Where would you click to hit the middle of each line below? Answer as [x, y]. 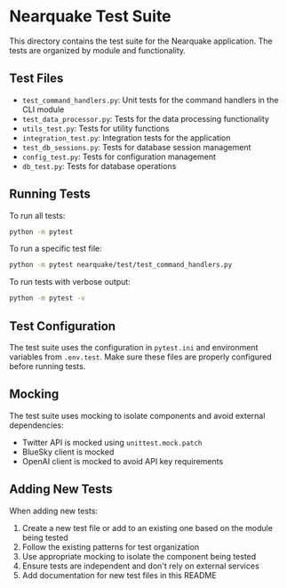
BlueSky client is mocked [68, 452]
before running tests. [48, 366]
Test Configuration [63, 326]
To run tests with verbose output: [70, 282]
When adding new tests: [54, 511]
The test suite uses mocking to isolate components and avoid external [137, 415]
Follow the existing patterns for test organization [111, 547]
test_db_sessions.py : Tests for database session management [136, 147]
